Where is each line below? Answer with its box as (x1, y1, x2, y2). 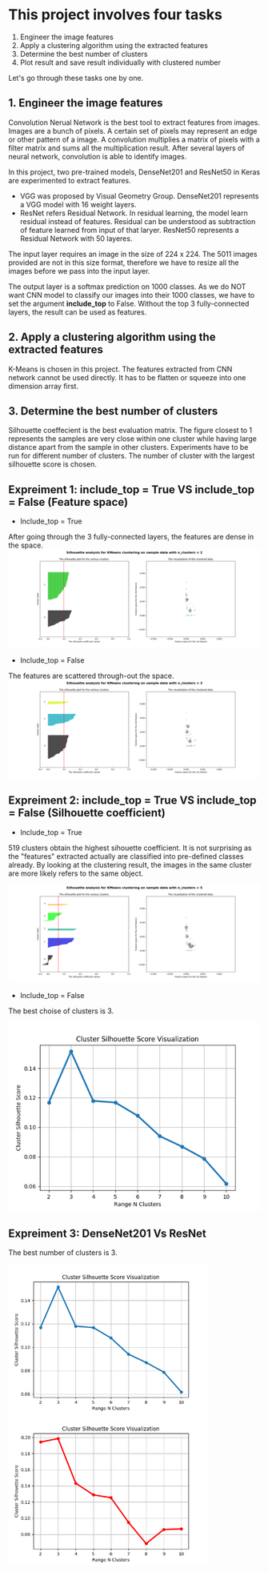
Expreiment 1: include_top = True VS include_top (8, 483, 254, 496)
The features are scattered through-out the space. (8, 671, 174, 681)
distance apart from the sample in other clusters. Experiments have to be (8, 443, 249, 452)
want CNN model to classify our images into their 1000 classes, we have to (8, 290, 255, 299)
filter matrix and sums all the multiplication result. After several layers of (8, 142, 246, 153)
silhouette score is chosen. (8, 459, 98, 469)
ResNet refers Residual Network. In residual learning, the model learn (19, 208, 248, 218)
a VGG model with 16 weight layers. (19, 199, 137, 209)
